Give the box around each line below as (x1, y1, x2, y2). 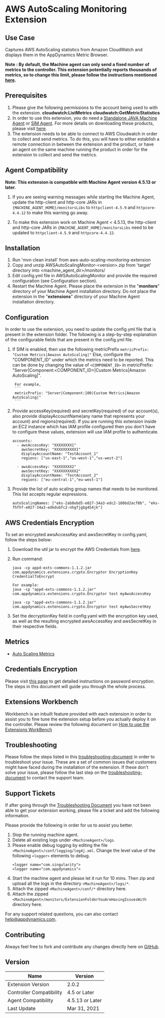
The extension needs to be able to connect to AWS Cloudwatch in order (12, 131, 158, 137)
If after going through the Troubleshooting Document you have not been (5, 802, 151, 808)
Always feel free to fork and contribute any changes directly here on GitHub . (5, 944, 160, 949)
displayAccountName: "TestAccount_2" (21, 473, 98, 478)
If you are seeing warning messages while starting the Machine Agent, (12, 194, 155, 200)
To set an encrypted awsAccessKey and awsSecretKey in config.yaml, (5, 532, 148, 538)
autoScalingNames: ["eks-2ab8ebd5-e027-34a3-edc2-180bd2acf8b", (12, 501, 147, 506)
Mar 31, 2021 (67, 1005, 100, 1012)
